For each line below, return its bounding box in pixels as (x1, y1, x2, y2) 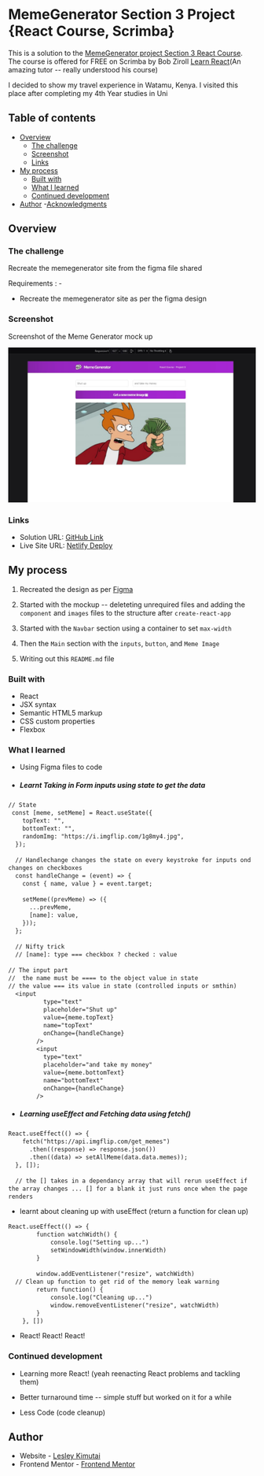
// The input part (8, 967, 68, 975)
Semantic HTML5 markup (19, 708, 103, 718)
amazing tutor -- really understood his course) (8, 65, 159, 74)
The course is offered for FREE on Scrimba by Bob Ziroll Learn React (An (8, 57, 241, 66)
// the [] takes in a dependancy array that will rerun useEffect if (15, 1177, 247, 1186)
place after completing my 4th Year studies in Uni (8, 88, 168, 98)
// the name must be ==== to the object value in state (8, 975, 199, 982)
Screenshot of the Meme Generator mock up (8, 331, 153, 341)
